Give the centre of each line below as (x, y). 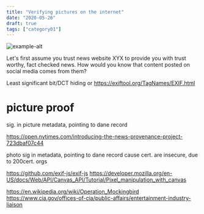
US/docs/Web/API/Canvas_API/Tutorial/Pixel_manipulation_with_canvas (97, 180)
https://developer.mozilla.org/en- (131, 173)
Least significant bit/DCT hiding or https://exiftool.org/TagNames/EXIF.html (101, 83)
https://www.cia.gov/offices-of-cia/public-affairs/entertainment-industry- (99, 198)
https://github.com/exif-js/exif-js (47, 173)
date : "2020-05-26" (31, 18)
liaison (15, 205)
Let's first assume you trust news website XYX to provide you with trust (96, 58)
